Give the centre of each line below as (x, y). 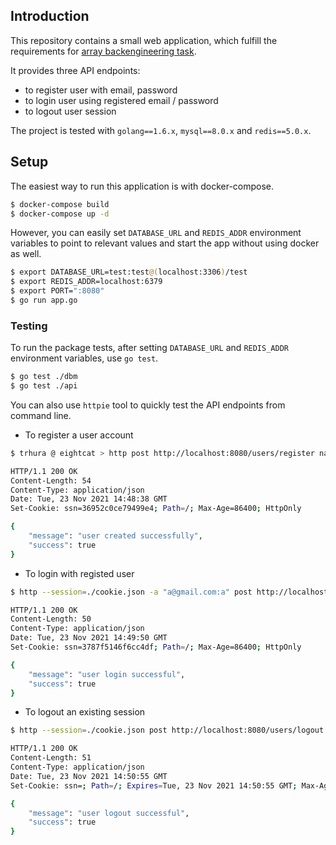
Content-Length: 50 (51, 619)
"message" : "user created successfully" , (115, 536)
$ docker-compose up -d (60, 214)
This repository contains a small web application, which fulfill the (144, 40)
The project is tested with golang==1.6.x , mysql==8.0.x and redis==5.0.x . (161, 130)
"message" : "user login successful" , (107, 674)
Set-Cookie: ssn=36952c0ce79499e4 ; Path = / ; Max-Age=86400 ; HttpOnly (156, 509)
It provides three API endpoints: (75, 70)
